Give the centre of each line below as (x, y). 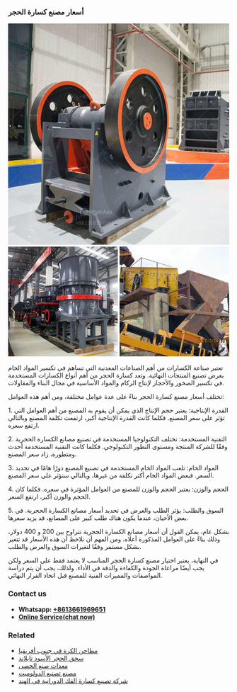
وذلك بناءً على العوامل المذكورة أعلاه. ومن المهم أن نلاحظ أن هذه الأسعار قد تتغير (114, 539)
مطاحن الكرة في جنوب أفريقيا (58, 650)
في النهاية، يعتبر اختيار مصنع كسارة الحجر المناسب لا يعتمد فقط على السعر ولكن (113, 560)
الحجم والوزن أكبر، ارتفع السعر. (49, 497)
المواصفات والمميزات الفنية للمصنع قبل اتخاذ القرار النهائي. (85, 575)
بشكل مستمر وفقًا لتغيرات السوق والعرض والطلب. (75, 547)
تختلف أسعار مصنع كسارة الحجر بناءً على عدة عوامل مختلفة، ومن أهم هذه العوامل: (116, 397)
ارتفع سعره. (24, 426)
